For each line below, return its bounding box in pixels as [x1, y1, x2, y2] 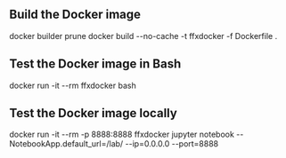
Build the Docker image [9, 7, 141, 22]
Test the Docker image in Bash [9, 57, 182, 72]
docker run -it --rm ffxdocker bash [9, 80, 136, 91]
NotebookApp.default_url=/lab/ [9, 138, 124, 149]
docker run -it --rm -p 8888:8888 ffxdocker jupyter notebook [9, 129, 234, 140]
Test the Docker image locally [9, 106, 178, 121]
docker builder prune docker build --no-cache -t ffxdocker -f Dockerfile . [9, 30, 278, 41]
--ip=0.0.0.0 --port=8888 [125, 138, 219, 149]
